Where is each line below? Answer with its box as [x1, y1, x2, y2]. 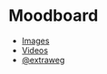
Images [21, 35, 50, 46]
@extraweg [21, 54, 65, 65]
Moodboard [8, 5, 99, 26]
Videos [21, 44, 49, 55]
